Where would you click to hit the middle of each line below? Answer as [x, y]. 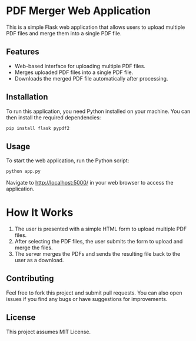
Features [23, 52]
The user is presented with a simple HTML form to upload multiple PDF [101, 229]
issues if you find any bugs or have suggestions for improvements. [87, 299]
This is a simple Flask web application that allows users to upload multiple [96, 27]
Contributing [30, 278]
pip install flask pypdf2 [38, 128]
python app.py [24, 172]
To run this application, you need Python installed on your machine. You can [98, 111]
